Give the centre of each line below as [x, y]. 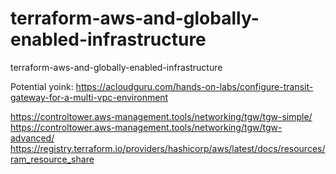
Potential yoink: [42, 86]
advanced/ [32, 138]
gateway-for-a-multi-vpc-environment [89, 97]
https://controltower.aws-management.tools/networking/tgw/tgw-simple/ [161, 116]
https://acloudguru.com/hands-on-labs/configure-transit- [194, 86]
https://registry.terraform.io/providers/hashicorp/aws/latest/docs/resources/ [168, 148]
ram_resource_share [52, 159]
